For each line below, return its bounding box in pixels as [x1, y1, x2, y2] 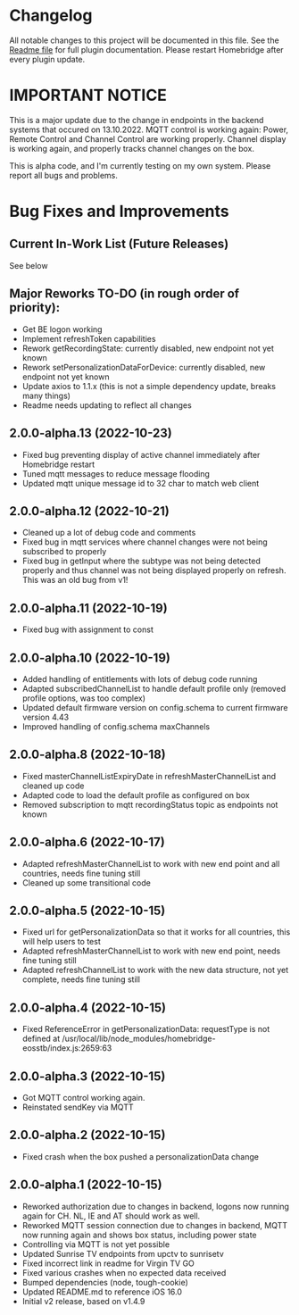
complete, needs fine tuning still [21, 974, 141, 985]
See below [9, 260, 48, 270]
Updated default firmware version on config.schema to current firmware [21, 702, 288, 712]
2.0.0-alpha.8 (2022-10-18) [9, 747, 167, 762]
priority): [9, 300, 61, 315]
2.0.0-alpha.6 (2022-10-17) [9, 835, 165, 850]
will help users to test [21, 936, 101, 947]
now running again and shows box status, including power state [21, 1229, 257, 1240]
